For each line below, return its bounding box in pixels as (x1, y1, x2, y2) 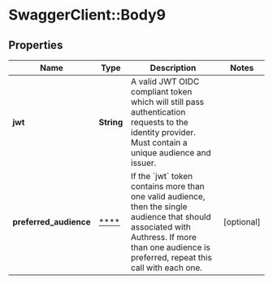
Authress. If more (131, 232, 197, 242)
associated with (131, 221, 191, 233)
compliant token (131, 86, 193, 97)
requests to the (131, 116, 188, 128)
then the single (131, 201, 188, 212)
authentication (131, 107, 186, 117)
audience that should (131, 212, 211, 222)
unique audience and (131, 147, 211, 158)
